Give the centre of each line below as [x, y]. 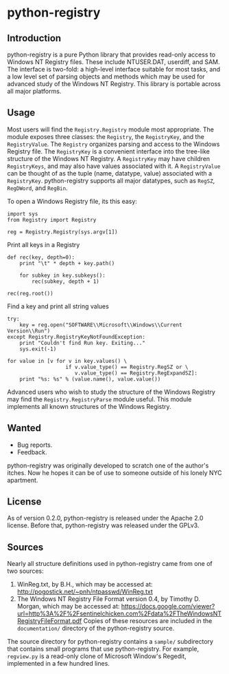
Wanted [24, 428]
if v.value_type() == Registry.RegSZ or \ [127, 367]
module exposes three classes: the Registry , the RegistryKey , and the [106, 136]
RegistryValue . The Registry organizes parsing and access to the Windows [113, 144]
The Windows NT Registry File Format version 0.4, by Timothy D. [108, 599]
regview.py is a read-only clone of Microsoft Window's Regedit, [97, 656]
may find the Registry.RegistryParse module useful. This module [99, 399]
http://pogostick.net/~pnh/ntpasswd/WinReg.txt [85, 592]
